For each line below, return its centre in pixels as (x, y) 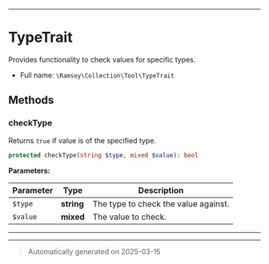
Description (161, 190)
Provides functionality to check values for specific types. (102, 59)
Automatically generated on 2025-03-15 (94, 251)
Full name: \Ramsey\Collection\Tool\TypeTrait (97, 75)
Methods (31, 100)
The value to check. (129, 217)
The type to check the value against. (161, 203)
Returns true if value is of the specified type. (82, 140)
